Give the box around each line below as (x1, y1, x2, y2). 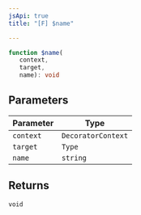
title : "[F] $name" (8, 19, 75, 27)
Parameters (8, 94, 69, 107)
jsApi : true (8, 11, 49, 20)
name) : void (19, 71, 60, 79)
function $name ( (8, 48, 63, 57)
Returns (8, 179, 50, 192)
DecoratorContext (61, 131, 128, 140)
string (61, 153, 88, 162)
